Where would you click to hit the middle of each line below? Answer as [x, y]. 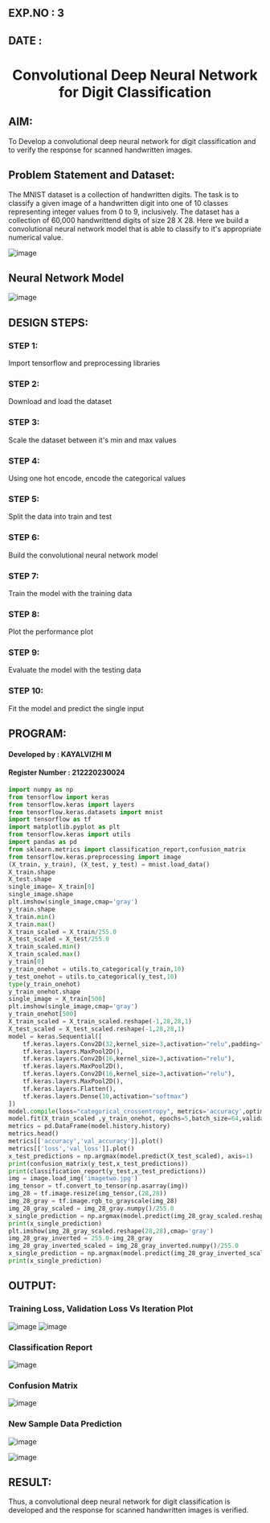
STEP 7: [24, 576]
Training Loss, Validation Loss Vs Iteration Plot [101, 1309]
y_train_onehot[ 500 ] [43, 1014]
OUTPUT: [32, 1286]
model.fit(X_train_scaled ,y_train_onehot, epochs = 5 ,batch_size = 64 [124, 1119]
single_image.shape [41, 895]
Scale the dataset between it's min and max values [92, 440]
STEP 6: [24, 537]
